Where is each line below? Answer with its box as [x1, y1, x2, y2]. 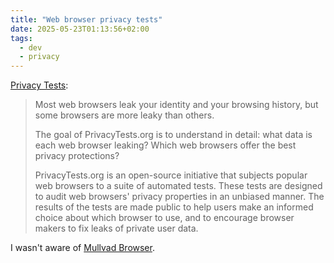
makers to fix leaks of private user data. [34, 222, 199, 235]
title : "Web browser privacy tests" [10, 14, 163, 25]
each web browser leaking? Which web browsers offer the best [34, 139, 297, 151]
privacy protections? [34, 150, 120, 162]
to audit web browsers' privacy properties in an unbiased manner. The [34, 191, 325, 203]
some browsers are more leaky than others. [34, 109, 215, 121]
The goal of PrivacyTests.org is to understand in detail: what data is [34, 129, 313, 141]
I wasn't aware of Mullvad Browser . [10, 242, 155, 254]
